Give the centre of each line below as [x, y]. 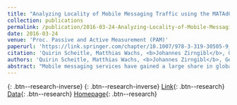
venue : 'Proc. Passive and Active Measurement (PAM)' [88, 40]
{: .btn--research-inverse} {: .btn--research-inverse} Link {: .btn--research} [116, 86]
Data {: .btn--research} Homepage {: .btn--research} [82, 94]
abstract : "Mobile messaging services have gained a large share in [110, 66]
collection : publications [45, 20]
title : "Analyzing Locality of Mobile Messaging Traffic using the [109, 14]
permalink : [23, 27]
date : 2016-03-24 [33, 33]
